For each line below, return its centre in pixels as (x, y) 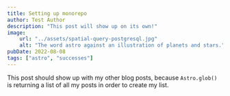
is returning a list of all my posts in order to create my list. (88, 85)
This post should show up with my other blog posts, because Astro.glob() (112, 77)
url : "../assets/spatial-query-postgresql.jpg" (88, 39)
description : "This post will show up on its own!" (82, 26)
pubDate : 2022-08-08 (37, 52)
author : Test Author (37, 20)
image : (16, 33)
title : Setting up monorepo (47, 13)
